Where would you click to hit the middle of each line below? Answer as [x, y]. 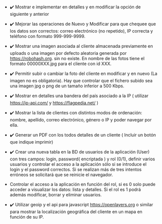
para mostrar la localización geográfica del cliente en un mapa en [76, 212]
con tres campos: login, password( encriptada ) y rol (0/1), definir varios [82, 159]
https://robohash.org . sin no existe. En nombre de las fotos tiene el [77, 58]
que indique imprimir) [31, 142]
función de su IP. [27, 217]
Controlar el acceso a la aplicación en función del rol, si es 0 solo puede [82, 184]
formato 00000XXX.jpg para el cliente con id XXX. [61, 64]
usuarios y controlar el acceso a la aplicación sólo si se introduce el [78, 164]
